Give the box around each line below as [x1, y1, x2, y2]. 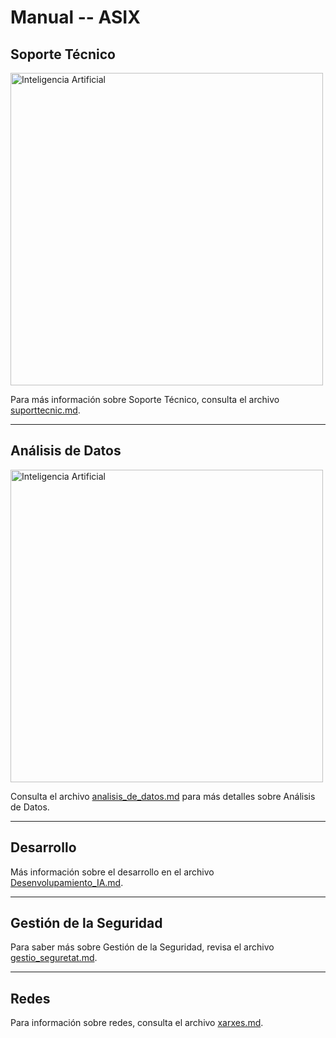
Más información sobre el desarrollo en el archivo [10, 866, 215, 878]
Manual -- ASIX [10, 6, 141, 29]
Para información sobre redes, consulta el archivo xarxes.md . [10, 1017, 264, 1029]
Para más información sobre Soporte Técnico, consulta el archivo [10, 394, 280, 405]
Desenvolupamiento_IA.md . [10, 876, 124, 888]
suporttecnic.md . [10, 404, 81, 416]
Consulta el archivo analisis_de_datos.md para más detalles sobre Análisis [10, 790, 316, 802]
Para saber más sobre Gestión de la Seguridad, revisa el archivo [10, 941, 275, 953]
